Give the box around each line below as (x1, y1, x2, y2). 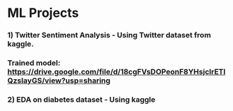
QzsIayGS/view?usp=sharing (7, 76, 111, 86)
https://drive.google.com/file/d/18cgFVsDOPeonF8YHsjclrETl (7, 67, 226, 77)
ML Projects (7, 5, 79, 21)
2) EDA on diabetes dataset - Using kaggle (7, 94, 156, 104)
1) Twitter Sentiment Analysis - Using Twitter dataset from (7, 30, 211, 40)
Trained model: (7, 58, 61, 68)
